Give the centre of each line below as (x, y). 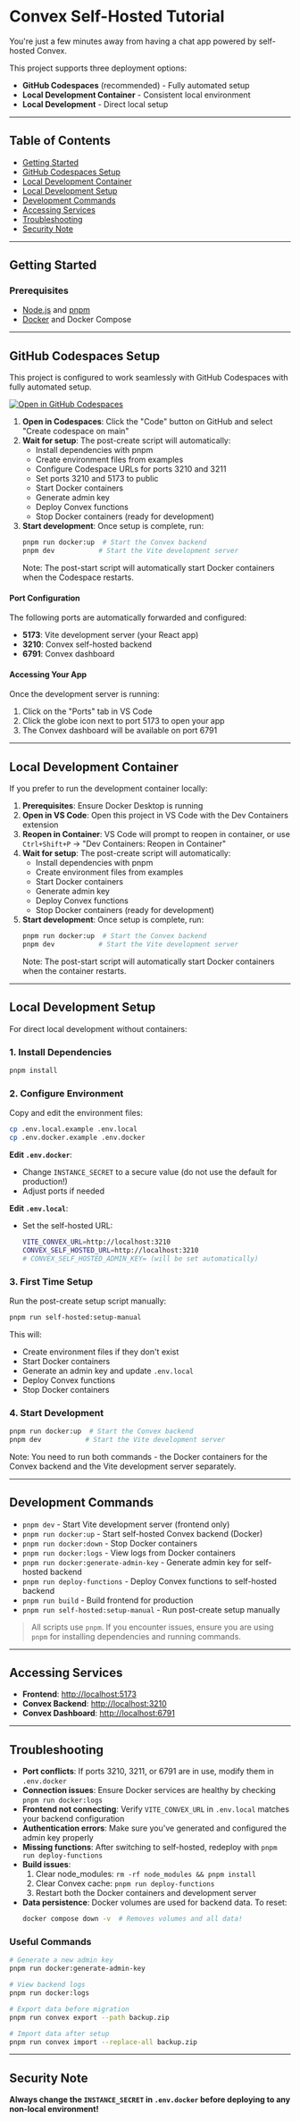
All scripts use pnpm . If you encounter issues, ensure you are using (152, 1627)
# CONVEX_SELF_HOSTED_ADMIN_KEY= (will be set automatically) (140, 1258)
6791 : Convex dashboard (68, 654)
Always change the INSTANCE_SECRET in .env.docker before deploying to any (150, 2100)
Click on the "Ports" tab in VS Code (87, 711)
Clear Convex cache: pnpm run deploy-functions (125, 1883)
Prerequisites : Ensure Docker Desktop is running (112, 806)
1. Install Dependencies (61, 1052)
